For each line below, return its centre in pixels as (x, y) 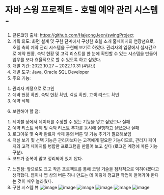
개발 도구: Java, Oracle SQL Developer (51, 72)
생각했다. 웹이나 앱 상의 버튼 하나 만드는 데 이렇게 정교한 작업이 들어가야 (81, 175)
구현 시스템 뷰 (25, 187)
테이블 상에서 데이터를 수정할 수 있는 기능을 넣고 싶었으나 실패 (71, 121)
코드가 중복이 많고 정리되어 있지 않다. (48, 158)
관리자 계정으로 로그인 (33, 88)
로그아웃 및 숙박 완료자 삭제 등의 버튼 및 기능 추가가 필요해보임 (72, 134)
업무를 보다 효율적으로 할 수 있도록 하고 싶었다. (57, 59)
